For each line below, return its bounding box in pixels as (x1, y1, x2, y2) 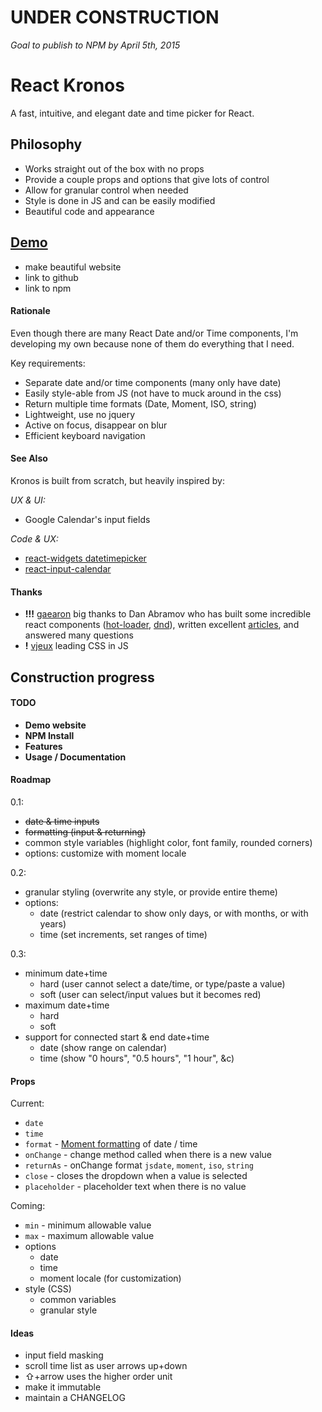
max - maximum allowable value (24, 1230, 155, 1242)
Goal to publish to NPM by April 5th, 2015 (10, 39, 181, 51)
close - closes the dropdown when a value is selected (24, 1170, 248, 1182)
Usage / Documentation (24, 751, 127, 763)
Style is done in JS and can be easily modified (24, 194, 216, 206)
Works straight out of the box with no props (24, 162, 205, 175)
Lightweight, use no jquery (24, 408, 136, 420)
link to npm (24, 282, 72, 294)
